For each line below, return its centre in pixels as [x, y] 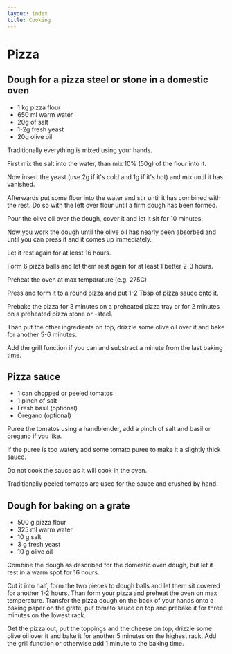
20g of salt [33, 122]
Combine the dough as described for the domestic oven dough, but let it [110, 565]
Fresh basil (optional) [47, 408]
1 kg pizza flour [39, 107]
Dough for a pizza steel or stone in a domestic [108, 80]
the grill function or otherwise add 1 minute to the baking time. [96, 644]
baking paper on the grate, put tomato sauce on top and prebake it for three [115, 608]
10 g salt [29, 537]
